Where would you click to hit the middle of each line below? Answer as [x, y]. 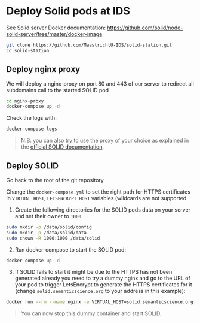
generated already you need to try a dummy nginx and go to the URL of [103, 278]
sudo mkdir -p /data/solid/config [49, 227]
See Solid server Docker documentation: [56, 28]
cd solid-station [28, 50]
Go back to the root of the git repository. [56, 180]
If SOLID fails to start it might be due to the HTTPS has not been [93, 272]
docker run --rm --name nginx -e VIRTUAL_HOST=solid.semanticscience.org [100, 302]
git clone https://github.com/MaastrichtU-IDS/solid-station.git [89, 45]
